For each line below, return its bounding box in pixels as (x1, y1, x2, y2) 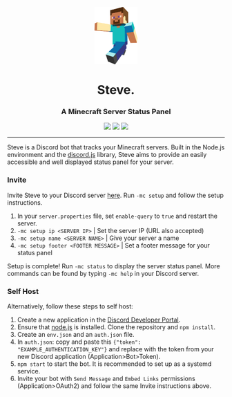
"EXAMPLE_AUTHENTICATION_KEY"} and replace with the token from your (17, 345, 214, 353)
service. (17, 367, 41, 376)
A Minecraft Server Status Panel (61, 107, 171, 117)
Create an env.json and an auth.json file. (17, 331, 135, 339)
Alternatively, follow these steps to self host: (7, 302, 133, 311)
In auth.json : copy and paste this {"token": (17, 338, 142, 346)
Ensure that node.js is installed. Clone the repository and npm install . (17, 323, 216, 331)
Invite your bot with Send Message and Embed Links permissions (17, 374, 195, 383)
